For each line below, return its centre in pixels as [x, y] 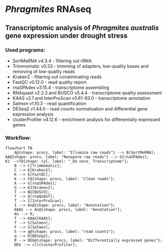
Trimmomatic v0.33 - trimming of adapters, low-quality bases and [80, 66]
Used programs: [25, 50]
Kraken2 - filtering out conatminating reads [57, 77]
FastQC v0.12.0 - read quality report [49, 82]
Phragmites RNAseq [48, 9]
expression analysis [33, 114]
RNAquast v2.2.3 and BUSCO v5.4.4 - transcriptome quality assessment [87, 93]
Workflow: [18, 138]
